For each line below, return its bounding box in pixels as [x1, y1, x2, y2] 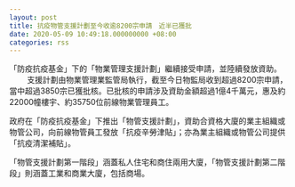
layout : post [9, 12, 58, 22]
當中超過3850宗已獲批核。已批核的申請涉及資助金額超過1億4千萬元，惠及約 [9, 85, 286, 96]
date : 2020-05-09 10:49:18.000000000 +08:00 [9, 29, 177, 38]
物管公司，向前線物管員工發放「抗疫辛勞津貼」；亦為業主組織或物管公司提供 [9, 126, 286, 138]
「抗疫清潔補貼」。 [9, 138, 76, 149]
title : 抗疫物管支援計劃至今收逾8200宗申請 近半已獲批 [9, 21, 193, 30]
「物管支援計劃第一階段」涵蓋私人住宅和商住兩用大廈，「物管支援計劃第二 [9, 157, 278, 167]
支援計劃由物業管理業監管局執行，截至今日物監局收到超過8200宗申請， [26, 75, 288, 85]
